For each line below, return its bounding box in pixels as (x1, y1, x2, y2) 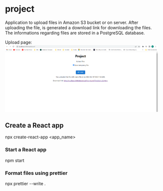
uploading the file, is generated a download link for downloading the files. (5, 24, 152, 30)
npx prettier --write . (5, 181, 46, 187)
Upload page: (5, 39, 33, 45)
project (5, 3, 35, 15)
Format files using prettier (5, 170, 68, 176)
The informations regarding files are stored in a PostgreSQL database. (5, 30, 145, 36)
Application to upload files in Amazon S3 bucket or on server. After (5, 19, 139, 25)
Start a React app (5, 146, 47, 153)
